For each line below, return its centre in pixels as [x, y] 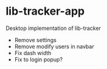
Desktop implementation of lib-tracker [53, 28]
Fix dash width [33, 53]
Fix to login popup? [39, 59]
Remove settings [36, 40]
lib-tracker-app [45, 11]
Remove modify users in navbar [54, 46]
